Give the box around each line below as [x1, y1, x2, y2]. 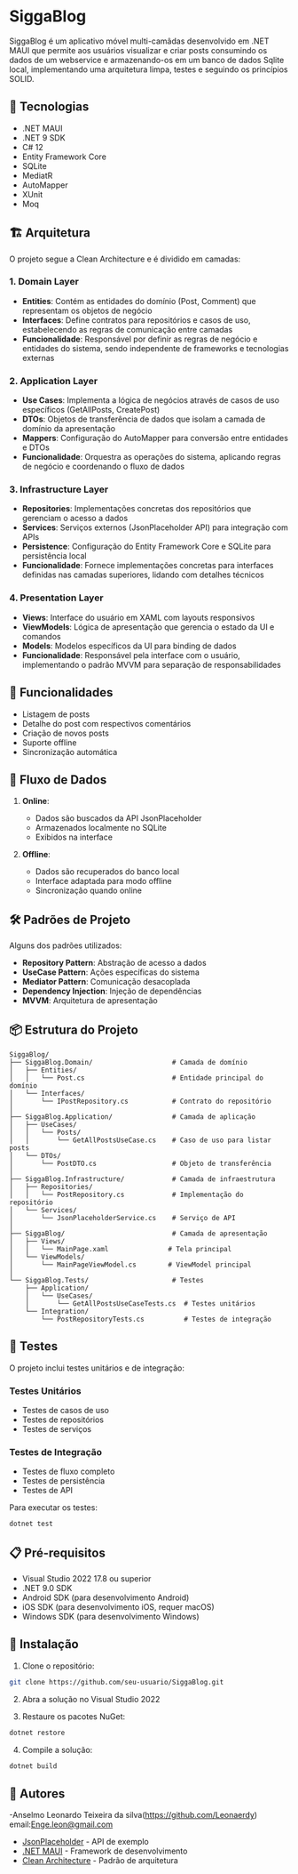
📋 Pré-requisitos [9, 1545, 106, 1560]
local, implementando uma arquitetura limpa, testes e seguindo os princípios [9, 64, 288, 75]
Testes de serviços [21, 1424, 91, 1435]
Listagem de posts [21, 709, 90, 720]
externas [21, 352, 55, 363]
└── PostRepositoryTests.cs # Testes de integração [41, 1315, 272, 1323]
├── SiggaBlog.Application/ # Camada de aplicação [9, 1113, 255, 1122]
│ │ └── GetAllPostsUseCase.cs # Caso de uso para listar [9, 1136, 272, 1145]
